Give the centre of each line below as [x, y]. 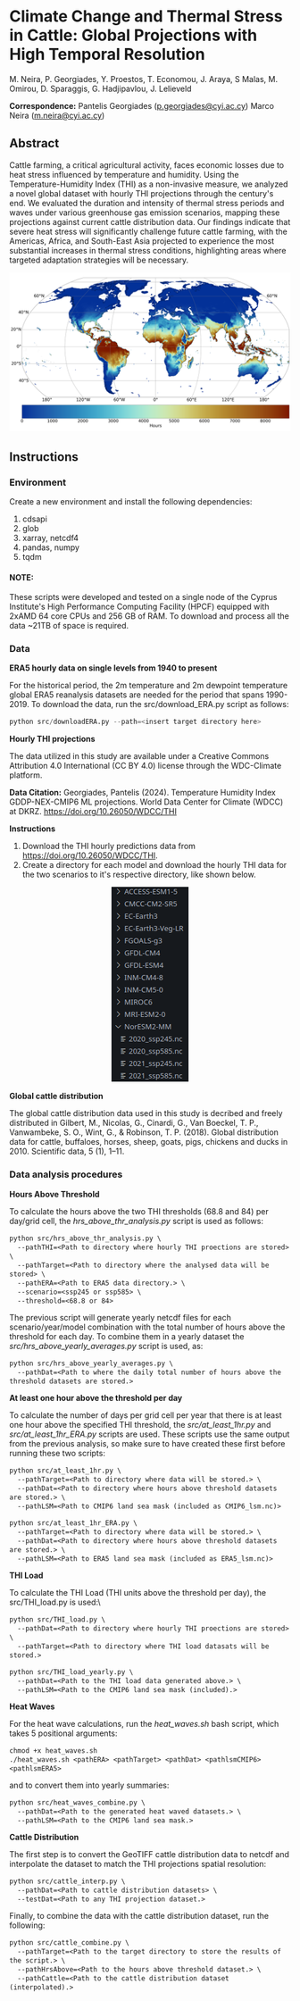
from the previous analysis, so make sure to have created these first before [147, 1443]
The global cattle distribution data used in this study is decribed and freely [146, 1113]
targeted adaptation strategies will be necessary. [99, 260]
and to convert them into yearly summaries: [89, 1785]
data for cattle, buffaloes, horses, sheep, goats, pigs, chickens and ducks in [149, 1142]
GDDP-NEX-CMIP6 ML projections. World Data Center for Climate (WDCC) [146, 802]
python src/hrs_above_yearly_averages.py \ [92, 1363]
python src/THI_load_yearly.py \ [71, 1672]
